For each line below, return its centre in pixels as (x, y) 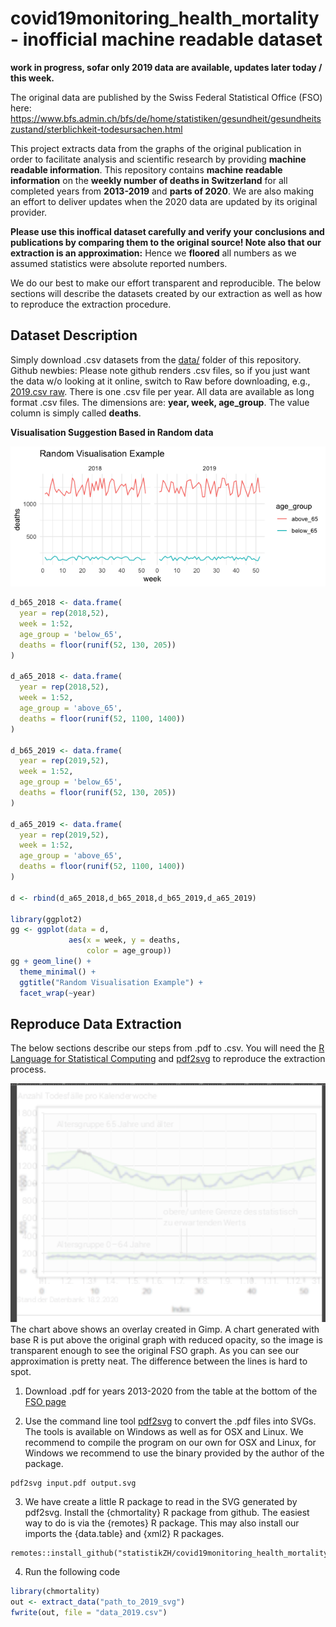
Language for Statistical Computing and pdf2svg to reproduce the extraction (168, 1059)
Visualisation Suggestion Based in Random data (112, 432)
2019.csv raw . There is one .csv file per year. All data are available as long (162, 391)
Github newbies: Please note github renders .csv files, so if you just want (160, 370)
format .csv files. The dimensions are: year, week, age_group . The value (160, 402)
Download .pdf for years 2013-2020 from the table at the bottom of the (171, 1391)
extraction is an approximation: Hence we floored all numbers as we (153, 253)
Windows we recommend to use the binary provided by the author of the (174, 1453)
